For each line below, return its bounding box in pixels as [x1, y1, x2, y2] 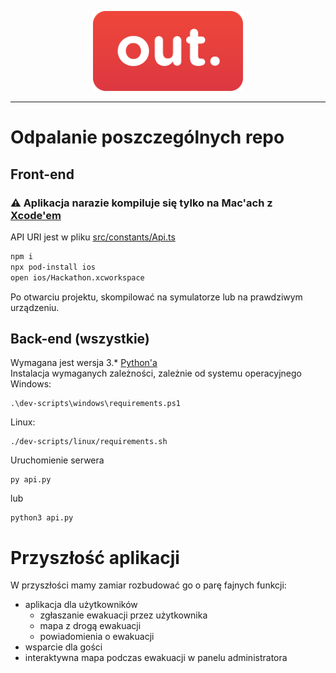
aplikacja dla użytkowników [24, 599, 138, 611]
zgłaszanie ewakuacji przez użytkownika [39, 609, 208, 621]
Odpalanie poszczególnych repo [10, 126, 285, 149]
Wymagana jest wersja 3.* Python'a [10, 357, 158, 369]
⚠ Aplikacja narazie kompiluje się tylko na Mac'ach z [10, 196, 273, 210]
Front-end [10, 166, 75, 183]
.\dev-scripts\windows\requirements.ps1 [10, 399, 182, 409]
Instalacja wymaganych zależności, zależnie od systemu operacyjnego [10, 367, 302, 380]
